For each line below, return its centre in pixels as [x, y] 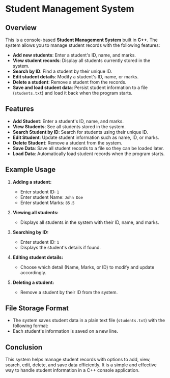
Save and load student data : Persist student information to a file [80, 88]
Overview [21, 28]
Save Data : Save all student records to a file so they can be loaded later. [88, 148]
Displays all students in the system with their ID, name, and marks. [90, 222]
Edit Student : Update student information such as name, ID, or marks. [86, 137]
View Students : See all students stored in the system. [69, 126]
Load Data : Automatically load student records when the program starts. [89, 154]
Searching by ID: [31, 232]
